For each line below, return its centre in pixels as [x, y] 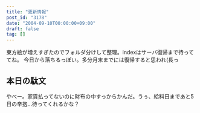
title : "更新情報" [28, 12]
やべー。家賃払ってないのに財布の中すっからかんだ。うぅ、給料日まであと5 [100, 96]
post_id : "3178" [27, 18]
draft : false [23, 29]
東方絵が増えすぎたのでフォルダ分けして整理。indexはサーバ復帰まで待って [100, 53]
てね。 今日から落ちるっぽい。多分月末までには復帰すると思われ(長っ [93, 60]
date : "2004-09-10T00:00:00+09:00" [51, 23]
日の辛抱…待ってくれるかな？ [43, 104]
